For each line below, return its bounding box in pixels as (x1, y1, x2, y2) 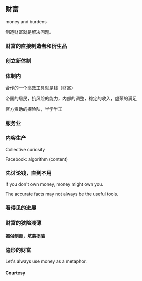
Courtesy (5, 270, 26, 276)
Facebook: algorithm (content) (5, 156, 68, 162)
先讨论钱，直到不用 (5, 170, 52, 177)
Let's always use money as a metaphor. (5, 258, 87, 264)
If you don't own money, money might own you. (5, 181, 104, 187)
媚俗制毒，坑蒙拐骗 (5, 233, 45, 239)
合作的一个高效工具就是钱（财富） (5, 85, 76, 91)
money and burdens (5, 18, 47, 24)
